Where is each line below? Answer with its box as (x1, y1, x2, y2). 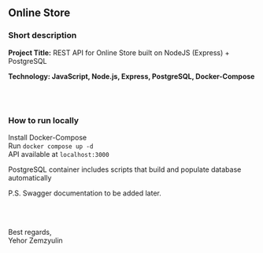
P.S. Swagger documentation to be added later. (8, 188, 161, 198)
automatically (8, 173, 52, 182)
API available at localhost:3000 (8, 149, 109, 158)
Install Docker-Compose (8, 132, 87, 142)
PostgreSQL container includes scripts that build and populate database (8, 165, 242, 174)
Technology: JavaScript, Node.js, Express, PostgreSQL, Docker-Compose (8, 71, 255, 81)
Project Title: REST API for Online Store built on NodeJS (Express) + (8, 47, 230, 58)
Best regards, (8, 227, 52, 236)
